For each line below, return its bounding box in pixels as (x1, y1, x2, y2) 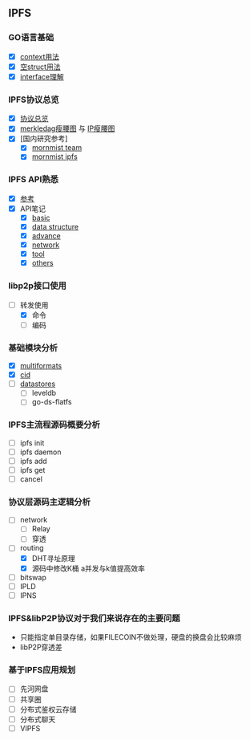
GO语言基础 (8, 32, 54, 43)
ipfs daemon (19, 447, 62, 457)
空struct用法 (19, 62, 61, 71)
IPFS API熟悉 (8, 174, 58, 185)
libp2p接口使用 (8, 280, 67, 291)
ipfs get (19, 465, 46, 474)
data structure (31, 222, 79, 231)
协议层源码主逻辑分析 (8, 496, 91, 507)
